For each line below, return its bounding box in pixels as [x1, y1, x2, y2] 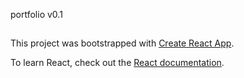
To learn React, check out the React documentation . [10, 57, 225, 69]
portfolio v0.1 [10, 9, 63, 20]
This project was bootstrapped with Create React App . [10, 37, 235, 49]
